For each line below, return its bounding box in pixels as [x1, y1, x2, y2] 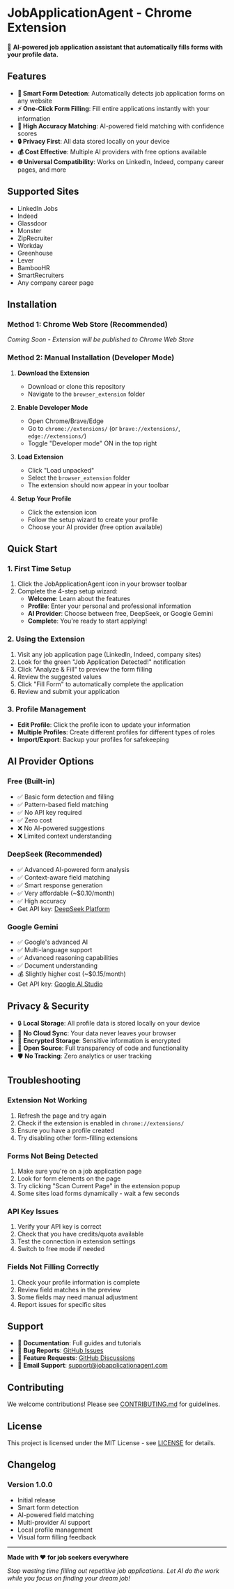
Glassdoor [17, 219, 47, 228]
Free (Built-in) [7, 776, 56, 786]
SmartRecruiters [17, 271, 65, 279]
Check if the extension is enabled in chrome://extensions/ [17, 1118, 185, 1127]
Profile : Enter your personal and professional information [27, 602, 192, 610]
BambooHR [17, 263, 50, 272]
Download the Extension [17, 369, 91, 377]
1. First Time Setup [7, 563, 72, 573]
